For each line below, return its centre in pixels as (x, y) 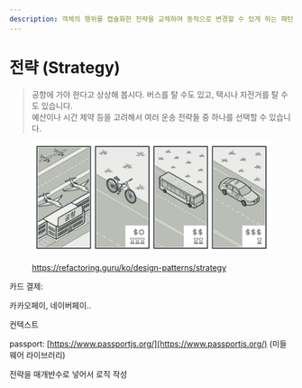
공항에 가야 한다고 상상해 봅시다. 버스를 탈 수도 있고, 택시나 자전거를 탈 (155, 94)
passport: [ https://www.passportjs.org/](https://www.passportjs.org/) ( (141, 344)
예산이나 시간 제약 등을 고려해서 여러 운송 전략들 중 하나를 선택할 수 (149, 116)
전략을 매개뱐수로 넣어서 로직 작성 (69, 374)
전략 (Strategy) (65, 67)
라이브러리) (46, 356)
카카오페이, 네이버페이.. (50, 306)
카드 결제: (26, 286)
